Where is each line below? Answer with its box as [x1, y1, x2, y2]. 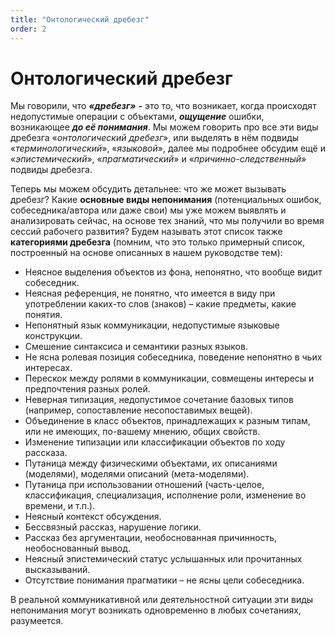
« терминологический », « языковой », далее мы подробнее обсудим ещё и [10, 142, 326, 155]
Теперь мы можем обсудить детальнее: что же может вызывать [10, 183, 287, 195]
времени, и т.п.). [24, 500, 96, 512]
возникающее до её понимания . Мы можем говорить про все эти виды [10, 121, 319, 133]
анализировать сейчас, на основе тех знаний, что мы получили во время [10, 215, 325, 227]
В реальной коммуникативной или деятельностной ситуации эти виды [10, 594, 314, 606]
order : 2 [10, 24, 47, 34]
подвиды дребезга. [10, 164, 93, 176]
